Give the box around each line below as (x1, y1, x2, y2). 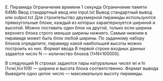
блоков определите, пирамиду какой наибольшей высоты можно (5, 40, 142, 46)
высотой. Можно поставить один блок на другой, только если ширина (5, 25, 152, 31)
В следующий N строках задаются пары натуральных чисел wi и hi (5, 61, 145, 66)
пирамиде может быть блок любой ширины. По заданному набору (5, 35, 145, 41)
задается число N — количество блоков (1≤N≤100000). (5, 51, 121, 57)
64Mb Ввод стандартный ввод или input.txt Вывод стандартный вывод (5, 9, 152, 15)
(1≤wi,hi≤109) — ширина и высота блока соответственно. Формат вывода (5, 65, 159, 71)
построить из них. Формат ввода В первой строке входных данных (5, 46, 145, 51)
